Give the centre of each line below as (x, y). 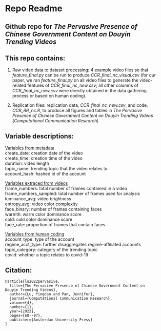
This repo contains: (35, 58)
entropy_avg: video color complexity (41, 204)
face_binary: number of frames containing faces (53, 209)
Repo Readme (34, 9)
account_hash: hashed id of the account (46, 174)
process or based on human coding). (49, 96)
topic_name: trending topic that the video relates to (56, 169)
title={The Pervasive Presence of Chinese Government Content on (77, 286)
